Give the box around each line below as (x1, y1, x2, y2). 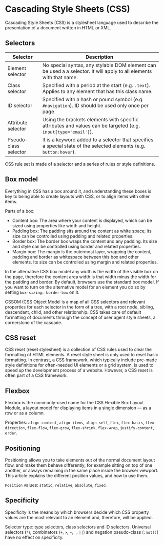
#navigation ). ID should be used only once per (42, 102, 149, 109)
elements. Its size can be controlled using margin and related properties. (12, 259, 158, 265)
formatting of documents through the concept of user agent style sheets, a (5, 314, 156, 320)
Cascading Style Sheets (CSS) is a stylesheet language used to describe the (5, 20, 159, 25)
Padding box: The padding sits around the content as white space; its (12, 228, 152, 234)
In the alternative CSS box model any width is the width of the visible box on (5, 268, 159, 274)
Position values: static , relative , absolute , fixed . (5, 482, 107, 488)
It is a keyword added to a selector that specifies (42, 136, 154, 143)
